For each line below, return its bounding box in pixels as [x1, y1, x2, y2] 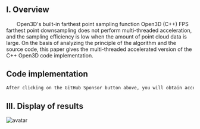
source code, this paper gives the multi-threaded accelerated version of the [6, 46, 192, 53]
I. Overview [6, 5, 49, 15]
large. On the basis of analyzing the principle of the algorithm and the [6, 39, 177, 46]
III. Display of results [6, 101, 83, 111]
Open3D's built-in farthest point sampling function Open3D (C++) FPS [17, 20, 189, 27]
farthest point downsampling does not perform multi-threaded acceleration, [6, 27, 192, 34]
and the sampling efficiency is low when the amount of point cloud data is [6, 33, 187, 40]
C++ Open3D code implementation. [6, 51, 93, 59]
